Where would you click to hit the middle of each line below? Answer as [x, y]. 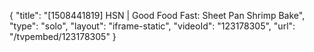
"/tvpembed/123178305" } [63, 36]
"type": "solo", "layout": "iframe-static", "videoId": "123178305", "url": [152, 26]
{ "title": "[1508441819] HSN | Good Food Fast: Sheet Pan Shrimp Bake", [157, 15]
